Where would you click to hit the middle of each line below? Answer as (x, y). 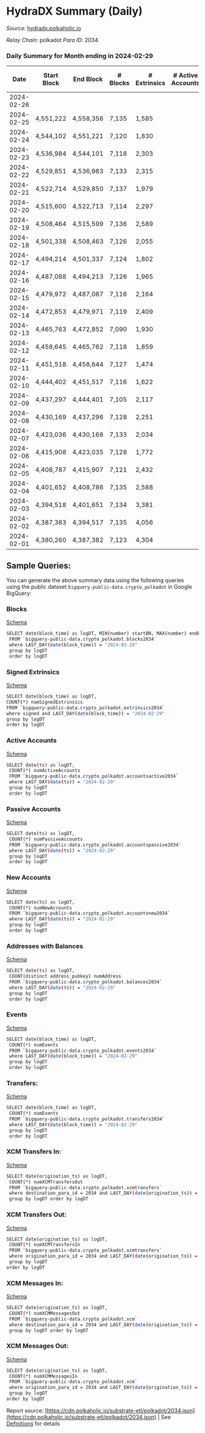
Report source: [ (27, 1410)
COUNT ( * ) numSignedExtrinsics (45, 702)
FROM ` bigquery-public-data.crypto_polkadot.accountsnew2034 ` (90, 913)
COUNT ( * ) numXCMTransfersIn (45, 1245)
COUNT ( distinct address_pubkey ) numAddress (65, 976)
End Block (88, 79)
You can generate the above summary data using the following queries (95, 580)
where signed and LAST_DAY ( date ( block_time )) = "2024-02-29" (86, 713)
